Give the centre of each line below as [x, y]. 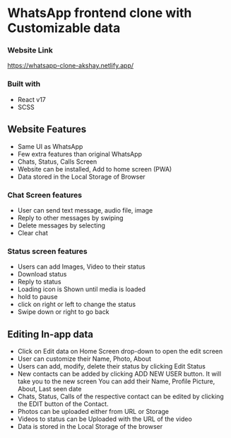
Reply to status [39, 282]
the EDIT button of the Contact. [63, 404]
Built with [24, 84]
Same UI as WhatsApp [50, 146]
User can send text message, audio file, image [85, 210]
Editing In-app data [51, 334]
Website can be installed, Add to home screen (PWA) [95, 169]
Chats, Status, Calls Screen [57, 162]
